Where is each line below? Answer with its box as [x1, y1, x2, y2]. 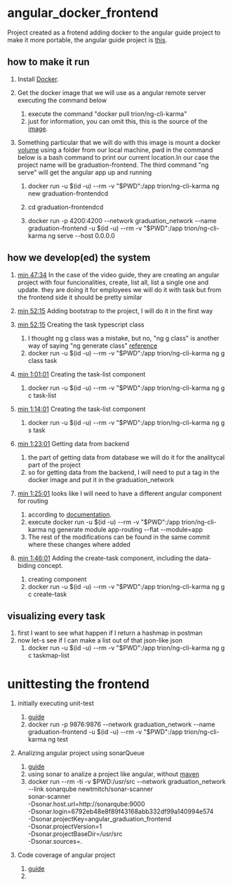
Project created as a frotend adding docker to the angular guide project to [7, 28, 221, 37]
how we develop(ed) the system [7, 252, 151, 264]
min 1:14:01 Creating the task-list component [17, 405, 146, 413]
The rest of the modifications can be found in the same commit [27, 533, 211, 541]
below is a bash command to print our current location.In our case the [17, 153, 220, 161]
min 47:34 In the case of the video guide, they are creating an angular [17, 270, 220, 279]
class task [27, 356, 58, 365]
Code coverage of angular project [17, 851, 116, 859]
